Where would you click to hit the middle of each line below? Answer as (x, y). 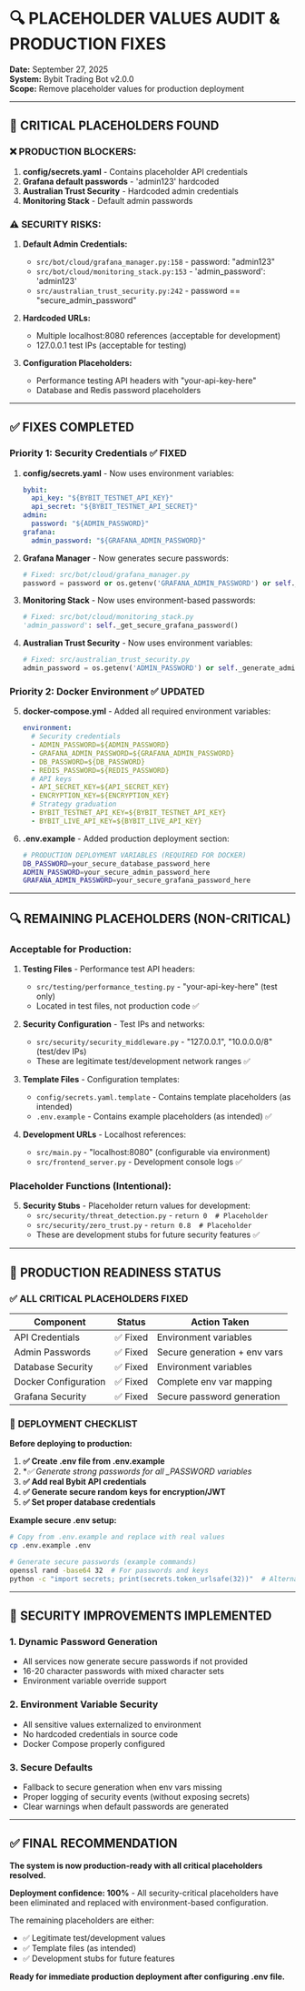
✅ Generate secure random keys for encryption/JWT (124, 1492)
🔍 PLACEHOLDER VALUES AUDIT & (145, 19)
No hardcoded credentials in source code (100, 1734)
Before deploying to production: (71, 1444)
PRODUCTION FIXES (88, 44)
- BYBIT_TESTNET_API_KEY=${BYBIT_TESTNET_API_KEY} (129, 813)
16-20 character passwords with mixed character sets (123, 1671)
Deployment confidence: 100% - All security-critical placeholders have (144, 1893)
